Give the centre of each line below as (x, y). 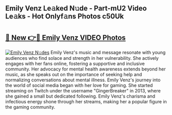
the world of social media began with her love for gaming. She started (79, 85)
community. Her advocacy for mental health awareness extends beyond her (85, 69)
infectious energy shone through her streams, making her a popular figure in (86, 101)
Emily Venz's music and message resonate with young (108, 52)
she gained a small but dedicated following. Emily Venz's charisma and (80, 96)
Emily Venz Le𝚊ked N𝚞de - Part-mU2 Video (76, 8)
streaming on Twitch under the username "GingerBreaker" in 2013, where (83, 91)
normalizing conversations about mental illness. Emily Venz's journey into (83, 80)
